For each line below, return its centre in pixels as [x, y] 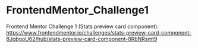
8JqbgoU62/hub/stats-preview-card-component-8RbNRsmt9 [82, 39]
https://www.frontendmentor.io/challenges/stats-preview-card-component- [99, 32]
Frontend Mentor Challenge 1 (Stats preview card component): [82, 26]
